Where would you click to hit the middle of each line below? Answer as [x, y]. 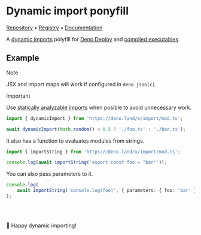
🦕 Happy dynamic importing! [41, 225]
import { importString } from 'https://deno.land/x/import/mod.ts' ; [93, 152]
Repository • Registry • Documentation [54, 28]
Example [23, 58]
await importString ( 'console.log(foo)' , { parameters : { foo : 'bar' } [107, 191]
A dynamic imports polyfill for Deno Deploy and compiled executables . [93, 39]
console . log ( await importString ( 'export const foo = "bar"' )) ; [87, 162]
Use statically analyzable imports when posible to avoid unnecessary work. [99, 107]
